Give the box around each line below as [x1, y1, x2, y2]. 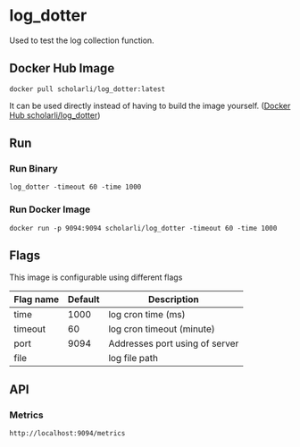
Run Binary [9, 163, 58, 175]
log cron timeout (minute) [108, 323, 216, 335]
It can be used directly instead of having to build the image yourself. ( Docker [9, 100, 291, 111]
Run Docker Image [9, 203, 91, 215]
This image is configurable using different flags [9, 272, 183, 283]
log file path [108, 351, 159, 364]
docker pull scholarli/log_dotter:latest [9, 84, 166, 94]
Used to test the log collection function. [9, 35, 154, 46]
